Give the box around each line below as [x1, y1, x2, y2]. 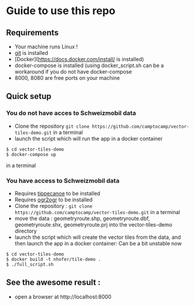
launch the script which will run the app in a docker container [14, 135, 163, 142]
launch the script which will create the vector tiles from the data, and [14, 234, 181, 241]
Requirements [6, 28, 59, 38]
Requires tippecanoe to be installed [14, 189, 101, 197]
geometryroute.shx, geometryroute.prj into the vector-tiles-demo [14, 221, 173, 228]
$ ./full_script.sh [6, 261, 54, 267]
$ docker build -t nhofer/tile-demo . [6, 256, 101, 262]
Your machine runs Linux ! [14, 43, 78, 50]
